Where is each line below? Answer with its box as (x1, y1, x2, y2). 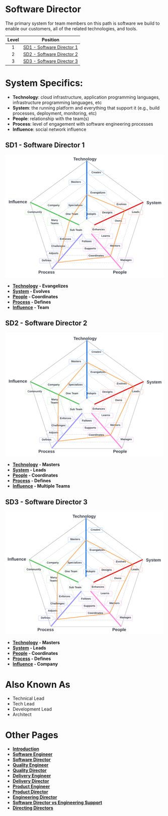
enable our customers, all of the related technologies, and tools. (5, 25, 137, 31)
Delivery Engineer (12, 773, 51, 779)
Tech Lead (12, 701, 35, 707)
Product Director (12, 789, 49, 795)
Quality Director (12, 768, 47, 774)
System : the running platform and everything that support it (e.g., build (12, 105, 160, 111)
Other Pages (5, 729, 59, 741)
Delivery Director (12, 778, 49, 784)
